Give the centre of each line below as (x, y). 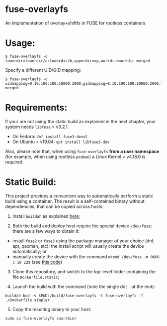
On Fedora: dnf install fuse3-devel (50, 136)
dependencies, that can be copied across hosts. (54, 206)
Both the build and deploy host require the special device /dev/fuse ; (82, 226)
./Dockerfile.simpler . (30, 300)
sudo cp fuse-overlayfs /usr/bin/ (41, 318)
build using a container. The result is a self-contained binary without (75, 201)
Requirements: (36, 108)
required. (14, 162)
